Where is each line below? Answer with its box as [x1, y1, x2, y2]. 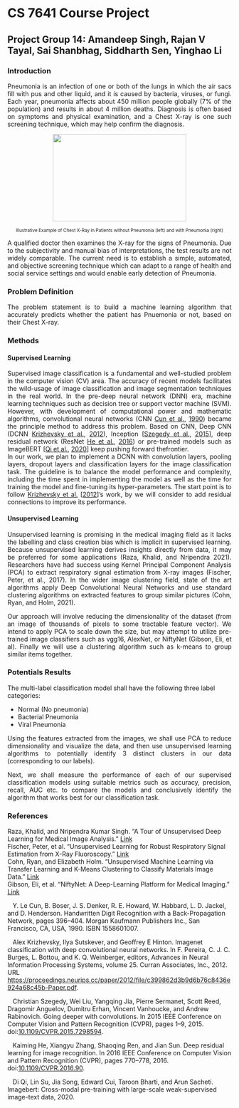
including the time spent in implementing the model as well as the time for [7, 475, 232, 484]
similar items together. [7, 649, 73, 658]
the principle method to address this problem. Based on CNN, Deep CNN [7, 422, 232, 431]
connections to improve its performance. [7, 498, 127, 506]
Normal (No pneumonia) [17, 705, 89, 714]
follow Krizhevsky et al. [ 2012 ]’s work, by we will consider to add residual [7, 490, 233, 499]
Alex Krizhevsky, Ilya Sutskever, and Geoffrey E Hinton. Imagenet [12, 938, 203, 946]
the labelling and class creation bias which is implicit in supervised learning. [7, 538, 232, 546]
